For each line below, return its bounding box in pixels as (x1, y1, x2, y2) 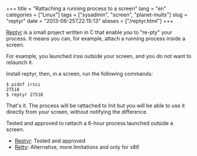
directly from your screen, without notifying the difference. (6, 108, 148, 115)
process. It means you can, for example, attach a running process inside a (6, 35, 186, 42)
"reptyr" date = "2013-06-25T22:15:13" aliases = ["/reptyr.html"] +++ (6, 18, 173, 24)
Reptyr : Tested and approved (14, 137, 86, 144)
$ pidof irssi (6, 82, 41, 87)
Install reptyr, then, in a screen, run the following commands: (6, 70, 153, 77)
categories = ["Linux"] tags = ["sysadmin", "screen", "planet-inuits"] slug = (6, 11, 188, 18)
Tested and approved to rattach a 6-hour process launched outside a (6, 120, 173, 127)
